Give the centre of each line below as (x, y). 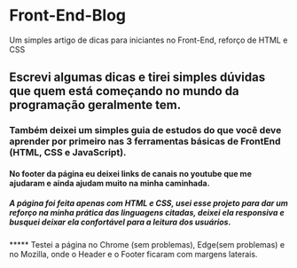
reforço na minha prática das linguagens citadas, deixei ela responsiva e (147, 213)
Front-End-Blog (68, 16)
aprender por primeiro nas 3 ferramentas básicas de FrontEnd (145, 141)
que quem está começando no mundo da (124, 91)
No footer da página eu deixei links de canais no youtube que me (131, 173)
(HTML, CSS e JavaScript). (68, 153)
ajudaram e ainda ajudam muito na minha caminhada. (109, 183)
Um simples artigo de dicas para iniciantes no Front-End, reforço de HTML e (148, 40)
